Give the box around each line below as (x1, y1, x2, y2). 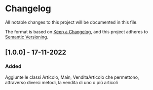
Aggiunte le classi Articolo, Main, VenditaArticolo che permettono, (5, 74, 139, 80)
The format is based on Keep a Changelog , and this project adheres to (5, 29, 148, 34)
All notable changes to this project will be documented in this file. (5, 19, 138, 25)
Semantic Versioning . (5, 34, 48, 40)
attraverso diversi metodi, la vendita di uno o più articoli (5, 79, 118, 85)
